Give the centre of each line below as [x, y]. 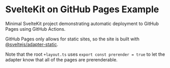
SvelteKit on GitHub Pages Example [82, 9]
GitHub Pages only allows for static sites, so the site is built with [72, 39]
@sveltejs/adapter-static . [32, 44]
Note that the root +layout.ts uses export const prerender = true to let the [85, 54]
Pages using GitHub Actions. [35, 29]
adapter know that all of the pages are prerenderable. [62, 59]
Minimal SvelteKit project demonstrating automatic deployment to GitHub [82, 24]
